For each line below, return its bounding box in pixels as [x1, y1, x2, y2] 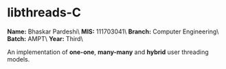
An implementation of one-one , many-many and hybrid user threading [7, 48, 210, 56]
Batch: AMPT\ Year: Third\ [7, 34, 84, 42]
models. [7, 55, 30, 63]
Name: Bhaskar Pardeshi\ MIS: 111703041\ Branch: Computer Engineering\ [7, 27, 219, 36]
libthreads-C [7, 5, 81, 20]
